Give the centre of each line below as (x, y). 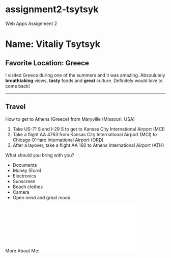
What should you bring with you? (40, 155)
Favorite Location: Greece (47, 63)
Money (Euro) (27, 170)
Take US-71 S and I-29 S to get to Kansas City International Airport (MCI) (89, 129)
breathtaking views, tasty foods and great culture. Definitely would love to (84, 81)
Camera (21, 192)
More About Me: (22, 250)
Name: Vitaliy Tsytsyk (53, 44)
